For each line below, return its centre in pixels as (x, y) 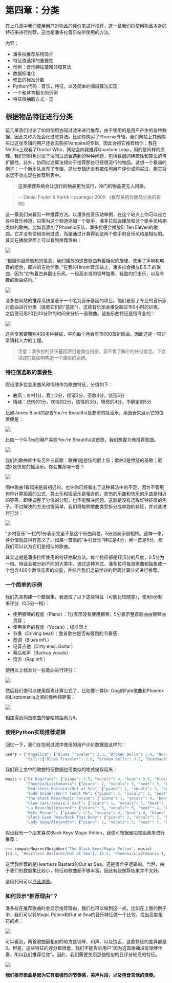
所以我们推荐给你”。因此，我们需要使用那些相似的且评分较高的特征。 (87, 955)
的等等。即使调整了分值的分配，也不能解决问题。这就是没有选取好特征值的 (84, 500)
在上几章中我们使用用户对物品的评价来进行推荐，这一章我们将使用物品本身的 (86, 26)
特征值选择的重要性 (33, 60)
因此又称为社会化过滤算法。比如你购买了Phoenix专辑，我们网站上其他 (88, 136)
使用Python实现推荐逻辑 (36, 732)
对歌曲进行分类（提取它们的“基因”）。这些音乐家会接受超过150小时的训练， (84, 307)
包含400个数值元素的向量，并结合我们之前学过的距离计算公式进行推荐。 (86, 570)
